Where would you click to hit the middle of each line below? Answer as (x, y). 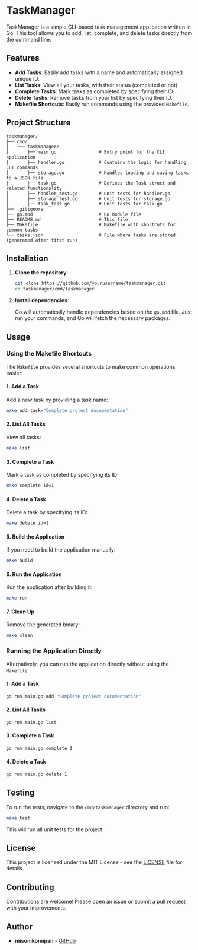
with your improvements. (36, 908)
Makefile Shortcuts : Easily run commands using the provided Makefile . (102, 104)
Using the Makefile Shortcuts (49, 354)
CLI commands (22, 167)
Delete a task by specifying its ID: (47, 512)
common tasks (22, 230)
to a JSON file (25, 178)
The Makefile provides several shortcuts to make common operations (91, 366)
